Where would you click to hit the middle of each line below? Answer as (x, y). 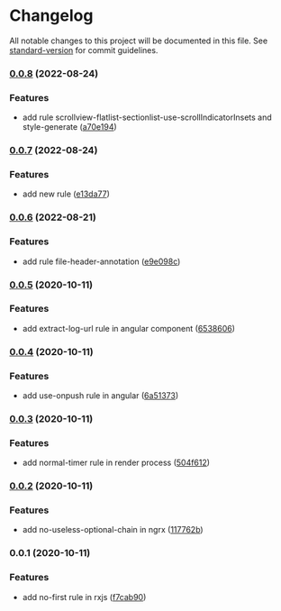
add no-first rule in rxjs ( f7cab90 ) (84, 597)
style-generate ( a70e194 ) (69, 127)
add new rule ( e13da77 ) (66, 194)
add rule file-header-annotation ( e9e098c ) (101, 261)
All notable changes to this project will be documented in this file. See (139, 41)
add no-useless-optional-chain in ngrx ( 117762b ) (113, 530)
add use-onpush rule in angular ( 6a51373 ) (100, 396)
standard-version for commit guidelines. (84, 50)
